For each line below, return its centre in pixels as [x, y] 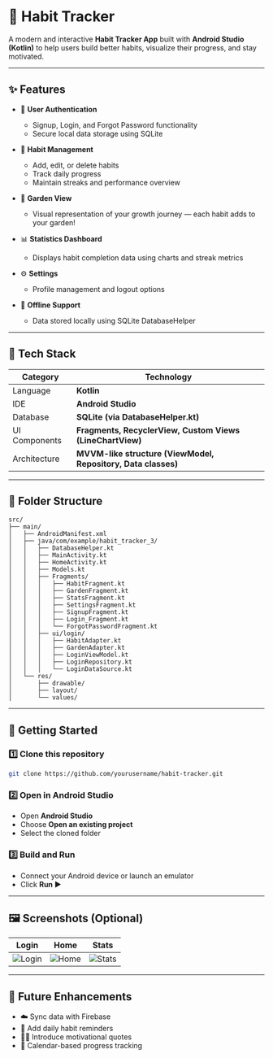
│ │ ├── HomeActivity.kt [58, 563]
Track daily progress [67, 173]
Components [37, 440]
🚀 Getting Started [53, 730]
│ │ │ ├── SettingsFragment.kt [72, 605]
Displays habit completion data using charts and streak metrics [138, 257]
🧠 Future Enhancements [70, 997]
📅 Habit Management [56, 149]
